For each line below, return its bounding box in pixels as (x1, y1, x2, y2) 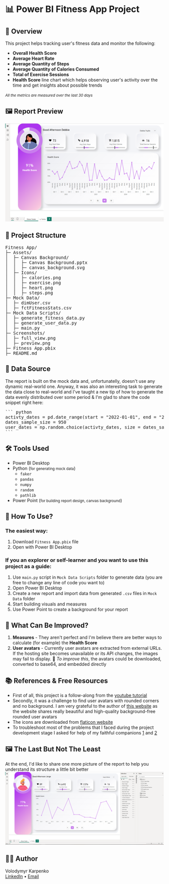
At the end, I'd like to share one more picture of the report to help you (5, 761, 149, 767)
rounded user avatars (12, 713, 57, 720)
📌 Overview (5, 27, 42, 35)
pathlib (20, 493, 36, 498)
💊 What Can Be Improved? (5, 621, 89, 630)
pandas (20, 477, 34, 482)
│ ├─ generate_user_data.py (5, 320, 77, 326)
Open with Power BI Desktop (12, 544, 72, 550)
